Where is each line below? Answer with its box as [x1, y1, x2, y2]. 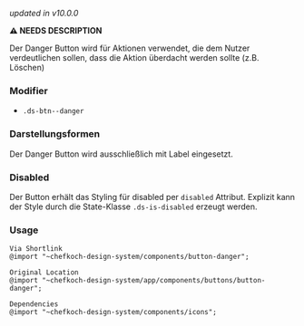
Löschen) [9, 62, 45, 72]
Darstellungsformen [9, 128, 101, 140]
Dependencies [9, 300, 59, 309]
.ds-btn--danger [22, 107, 84, 116]
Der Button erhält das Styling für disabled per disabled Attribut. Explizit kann [9, 191, 296, 202]
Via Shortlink [9, 244, 64, 254]
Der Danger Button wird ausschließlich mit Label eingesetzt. [9, 149, 233, 159]
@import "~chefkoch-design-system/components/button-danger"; [9, 253, 250, 262]
